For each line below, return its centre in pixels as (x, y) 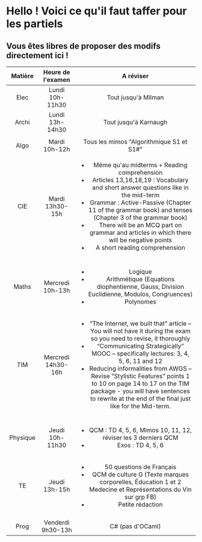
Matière (23, 76)
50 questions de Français (140, 467)
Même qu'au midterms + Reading (140, 165)
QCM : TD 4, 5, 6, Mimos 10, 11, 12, (141, 430)
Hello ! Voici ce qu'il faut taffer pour (97, 11)
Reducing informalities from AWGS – (140, 369)
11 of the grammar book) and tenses (140, 210)
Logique (140, 272)
